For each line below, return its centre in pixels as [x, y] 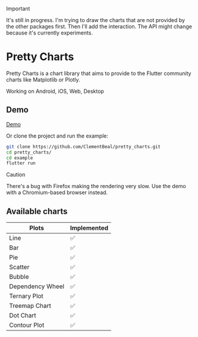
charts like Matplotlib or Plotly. [43, 79]
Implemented [89, 228]
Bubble [19, 277]
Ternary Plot [26, 296]
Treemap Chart [30, 306]
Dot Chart [23, 316]
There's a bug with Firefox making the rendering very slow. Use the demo [96, 186]
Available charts [37, 211]
